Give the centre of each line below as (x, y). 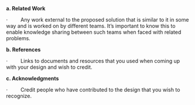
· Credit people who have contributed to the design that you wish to (93, 90)
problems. (18, 38)
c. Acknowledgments (32, 78)
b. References (23, 50)
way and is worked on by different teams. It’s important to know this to (91, 26)
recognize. (19, 96)
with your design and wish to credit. (49, 67)
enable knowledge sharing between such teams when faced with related (94, 32)
